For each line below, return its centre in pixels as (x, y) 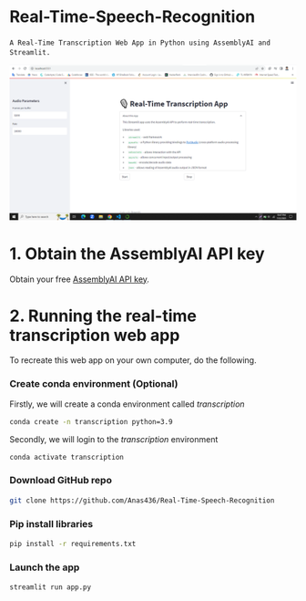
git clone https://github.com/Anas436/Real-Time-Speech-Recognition (142, 500)
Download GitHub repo (61, 481)
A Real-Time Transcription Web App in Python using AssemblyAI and (140, 43)
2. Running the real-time (103, 316)
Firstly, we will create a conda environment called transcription (127, 404)
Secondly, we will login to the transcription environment (114, 439)
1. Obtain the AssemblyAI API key (138, 254)
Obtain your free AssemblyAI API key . (80, 279)
